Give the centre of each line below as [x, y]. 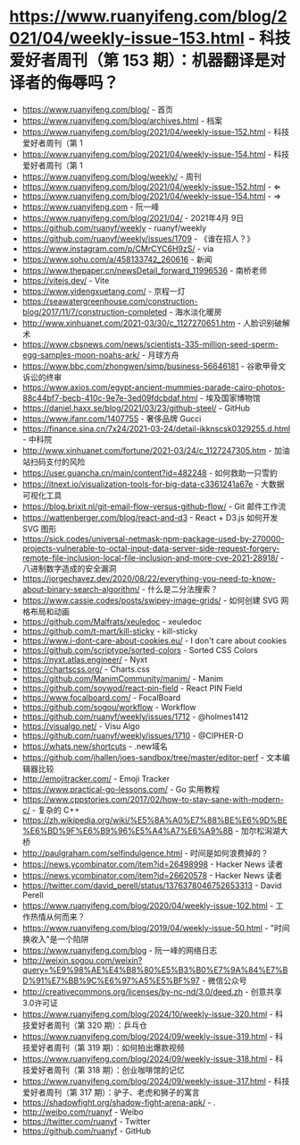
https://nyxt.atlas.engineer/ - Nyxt [85, 659]
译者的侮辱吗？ [64, 83]
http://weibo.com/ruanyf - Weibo [83, 1112]
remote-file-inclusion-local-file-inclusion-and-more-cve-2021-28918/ [150, 557]
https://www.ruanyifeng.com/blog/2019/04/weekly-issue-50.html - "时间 [156, 928]
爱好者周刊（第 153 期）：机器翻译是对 [147, 61]
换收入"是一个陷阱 [55, 939]
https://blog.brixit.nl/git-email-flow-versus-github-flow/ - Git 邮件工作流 [154, 506]
